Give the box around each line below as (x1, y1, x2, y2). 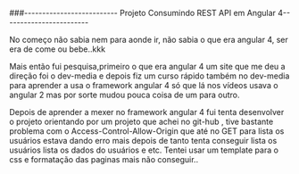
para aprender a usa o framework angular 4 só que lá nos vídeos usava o (9, 80, 278, 90)
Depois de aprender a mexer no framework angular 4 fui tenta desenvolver (9, 107, 285, 117)
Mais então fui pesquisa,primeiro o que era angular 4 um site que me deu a (9, 62, 286, 71)
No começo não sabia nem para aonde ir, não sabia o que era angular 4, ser (9, 35, 288, 45)
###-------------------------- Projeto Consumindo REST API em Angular (9, 8, 277, 18)
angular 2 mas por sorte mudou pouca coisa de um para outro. (9, 89, 240, 100)
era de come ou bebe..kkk (9, 44, 105, 54)
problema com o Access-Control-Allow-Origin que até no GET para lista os (9, 126, 285, 137)
